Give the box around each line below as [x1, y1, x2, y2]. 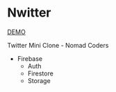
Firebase [17, 54, 43, 63]
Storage [27, 76, 51, 84]
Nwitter [7, 5, 51, 21]
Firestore [27, 69, 53, 77]
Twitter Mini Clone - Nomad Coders [7, 41, 109, 49]
